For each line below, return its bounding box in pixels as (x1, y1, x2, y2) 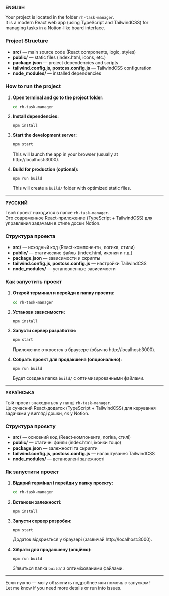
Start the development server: (12, 132, 77, 138)
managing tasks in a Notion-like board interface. (5, 25, 105, 31)
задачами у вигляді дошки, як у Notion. (5, 410, 90, 416)
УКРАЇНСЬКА (5, 390, 35, 396)
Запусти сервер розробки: (12, 518, 72, 524)
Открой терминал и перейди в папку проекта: (12, 290, 115, 296)
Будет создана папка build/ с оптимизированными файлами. (12, 375, 145, 381)
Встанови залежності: (12, 499, 62, 505)
